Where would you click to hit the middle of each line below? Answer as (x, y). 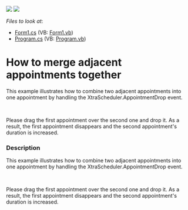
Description (23, 148)
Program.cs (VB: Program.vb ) (50, 39)
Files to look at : (25, 21)
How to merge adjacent (64, 62)
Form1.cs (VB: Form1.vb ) (44, 33)
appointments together (64, 75)
